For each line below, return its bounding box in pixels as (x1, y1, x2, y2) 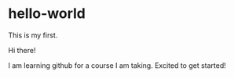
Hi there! (8, 45, 36, 55)
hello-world (8, 5, 86, 23)
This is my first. (8, 30, 58, 40)
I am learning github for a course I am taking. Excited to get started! (8, 60, 226, 70)
